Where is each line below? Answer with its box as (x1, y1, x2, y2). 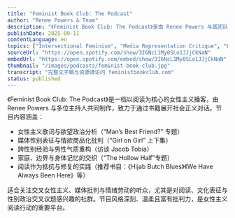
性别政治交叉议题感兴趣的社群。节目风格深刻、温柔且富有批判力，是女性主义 (7, 195, 228, 203)
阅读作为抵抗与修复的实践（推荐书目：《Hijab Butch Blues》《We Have (17, 162, 213, 171)
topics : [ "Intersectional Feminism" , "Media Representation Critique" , (7, 43, 220, 50)
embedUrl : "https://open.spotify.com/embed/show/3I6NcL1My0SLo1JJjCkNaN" (7, 56, 227, 63)
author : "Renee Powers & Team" (7, 17, 99, 24)
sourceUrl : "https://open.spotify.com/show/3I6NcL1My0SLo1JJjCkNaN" (7, 50, 211, 57)
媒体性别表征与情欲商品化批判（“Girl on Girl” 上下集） (17, 136, 173, 145)
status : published (7, 75, 61, 82)
